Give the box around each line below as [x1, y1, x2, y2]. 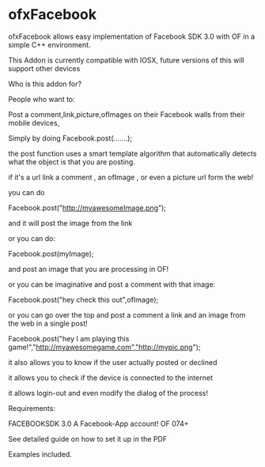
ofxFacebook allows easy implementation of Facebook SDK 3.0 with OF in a [8, 32, 256, 41]
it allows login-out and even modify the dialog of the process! [8, 388, 208, 397]
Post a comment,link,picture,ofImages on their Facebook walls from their [8, 109, 245, 119]
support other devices [8, 63, 81, 73]
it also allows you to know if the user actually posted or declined [8, 357, 218, 367]
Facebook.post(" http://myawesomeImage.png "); [8, 203, 166, 213]
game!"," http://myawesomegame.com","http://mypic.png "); [8, 342, 201, 352]
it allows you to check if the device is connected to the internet [8, 373, 214, 382]
